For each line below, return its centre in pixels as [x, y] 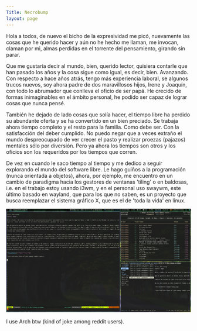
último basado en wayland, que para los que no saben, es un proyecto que [96, 194]
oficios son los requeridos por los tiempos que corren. [72, 151]
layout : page [22, 18]
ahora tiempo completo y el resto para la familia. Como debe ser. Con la [93, 127]
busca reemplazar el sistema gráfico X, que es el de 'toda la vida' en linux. [96, 200]
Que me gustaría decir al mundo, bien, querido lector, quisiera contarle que [97, 66]
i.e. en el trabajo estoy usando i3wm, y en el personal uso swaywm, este [94, 188]
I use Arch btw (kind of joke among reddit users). [65, 321]
